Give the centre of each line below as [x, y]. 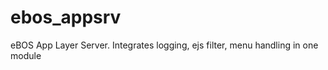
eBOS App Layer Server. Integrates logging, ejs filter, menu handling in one [164, 45]
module [26, 55]
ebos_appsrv [66, 17]
